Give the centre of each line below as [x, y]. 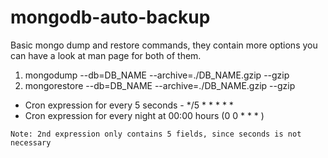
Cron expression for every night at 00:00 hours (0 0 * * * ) [144, 115]
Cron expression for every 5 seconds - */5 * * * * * [129, 105]
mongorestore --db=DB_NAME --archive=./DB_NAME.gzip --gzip [160, 85]
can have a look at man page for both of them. [106, 55]
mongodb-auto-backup [110, 17]
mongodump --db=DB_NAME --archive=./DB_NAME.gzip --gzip [157, 75]
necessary [31, 142]
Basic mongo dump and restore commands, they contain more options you [164, 45]
